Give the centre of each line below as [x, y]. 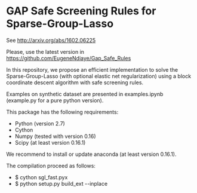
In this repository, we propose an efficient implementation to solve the [92, 69]
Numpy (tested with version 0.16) [56, 136]
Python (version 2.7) [40, 123]
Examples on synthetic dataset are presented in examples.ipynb [85, 94]
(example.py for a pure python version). [55, 100]
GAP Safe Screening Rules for [81, 11]
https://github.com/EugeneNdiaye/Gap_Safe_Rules [69, 58]
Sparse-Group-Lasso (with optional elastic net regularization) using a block [99, 76]
